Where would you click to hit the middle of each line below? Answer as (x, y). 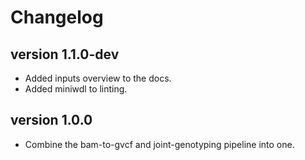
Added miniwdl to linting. (76, 89)
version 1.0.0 (51, 120)
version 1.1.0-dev (65, 54)
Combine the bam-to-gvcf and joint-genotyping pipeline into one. (159, 144)
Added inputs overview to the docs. (98, 78)
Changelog (57, 17)
